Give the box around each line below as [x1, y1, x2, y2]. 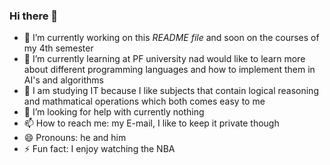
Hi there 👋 [9, 9, 59, 23]
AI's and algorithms [23, 74, 104, 86]
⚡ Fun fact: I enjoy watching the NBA [23, 143, 176, 155]
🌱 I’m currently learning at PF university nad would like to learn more [23, 53, 306, 65]
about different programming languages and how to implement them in [23, 64, 316, 76]
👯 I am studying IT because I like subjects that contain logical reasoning [23, 85, 319, 97]
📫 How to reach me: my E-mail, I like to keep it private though [23, 117, 280, 129]
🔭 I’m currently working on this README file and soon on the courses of [23, 32, 320, 44]
